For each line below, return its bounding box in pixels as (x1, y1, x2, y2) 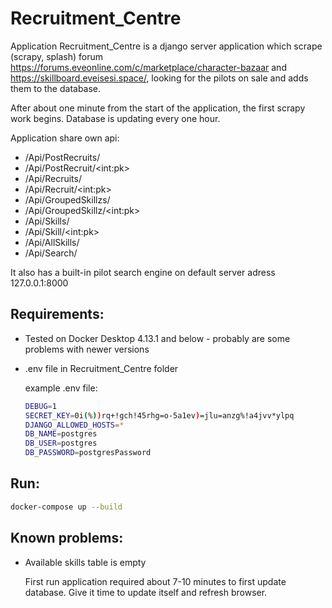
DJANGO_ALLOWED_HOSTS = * (24, 420, 125, 430)
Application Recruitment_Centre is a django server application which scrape (10, 40, 323, 52)
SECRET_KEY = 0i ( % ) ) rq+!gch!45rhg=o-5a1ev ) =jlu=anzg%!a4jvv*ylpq (24, 410, 295, 421)
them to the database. (10, 82, 102, 94)
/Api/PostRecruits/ (24, 151, 101, 163)
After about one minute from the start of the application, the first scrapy (10, 102, 306, 114)
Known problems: (10, 530, 124, 547)
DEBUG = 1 (24, 401, 57, 411)
